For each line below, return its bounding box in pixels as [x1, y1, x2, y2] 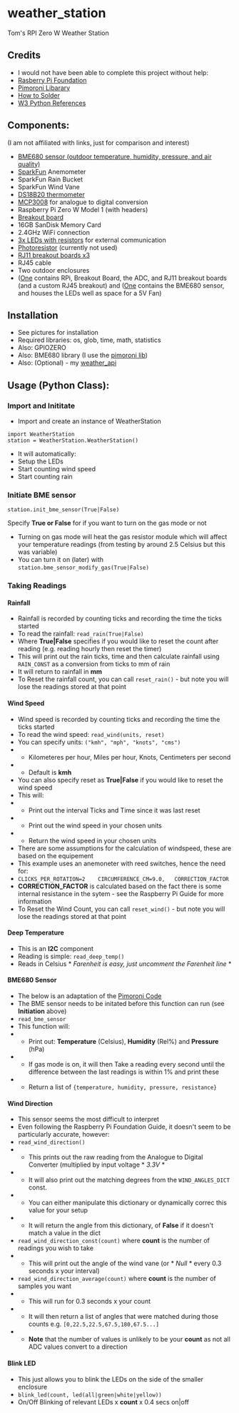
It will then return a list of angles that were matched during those [28, 1312, 219, 1321]
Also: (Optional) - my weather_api [17, 358, 117, 367]
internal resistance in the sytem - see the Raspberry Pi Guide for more [17, 889, 224, 897]
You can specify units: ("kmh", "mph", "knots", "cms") [17, 738, 181, 746]
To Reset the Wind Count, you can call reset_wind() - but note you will [17, 905, 225, 913]
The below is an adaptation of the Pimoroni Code [17, 992, 162, 1000]
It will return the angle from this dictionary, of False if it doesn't [28, 1221, 214, 1230]
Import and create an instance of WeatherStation [17, 417, 162, 426]
